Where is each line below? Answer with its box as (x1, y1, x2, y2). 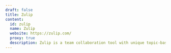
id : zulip (10, 21, 31, 27)
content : (5, 17, 24, 22)
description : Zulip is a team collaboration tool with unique (10, 40, 145, 45)
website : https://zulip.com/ (10, 31, 72, 36)
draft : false (5, 7, 33, 13)
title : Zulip (5, 12, 33, 17)
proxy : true (10, 36, 36, 41)
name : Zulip (10, 26, 36, 31)
